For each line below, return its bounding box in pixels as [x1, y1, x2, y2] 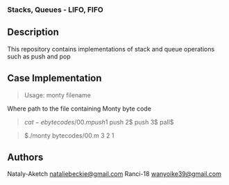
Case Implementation [7, 72, 102, 84]
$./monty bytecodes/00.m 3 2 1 [24, 131, 114, 140]
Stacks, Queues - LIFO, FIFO [7, 5, 104, 15]
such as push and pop [7, 52, 71, 61]
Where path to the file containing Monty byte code [7, 104, 151, 113]
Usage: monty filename [24, 90, 92, 99]
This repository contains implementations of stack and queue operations [7, 45, 215, 53]
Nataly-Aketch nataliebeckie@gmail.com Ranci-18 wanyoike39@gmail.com [7, 170, 222, 178]
